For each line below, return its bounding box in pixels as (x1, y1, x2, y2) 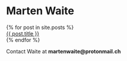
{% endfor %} (6, 36, 40, 43)
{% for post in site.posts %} (6, 24, 74, 31)
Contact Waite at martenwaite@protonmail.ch (6, 47, 121, 54)
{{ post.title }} (6, 30, 40, 37)
